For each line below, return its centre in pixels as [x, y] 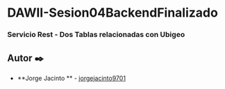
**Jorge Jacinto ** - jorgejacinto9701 [72, 78]
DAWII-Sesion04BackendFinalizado [113, 13]
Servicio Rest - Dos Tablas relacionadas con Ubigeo [96, 35]
